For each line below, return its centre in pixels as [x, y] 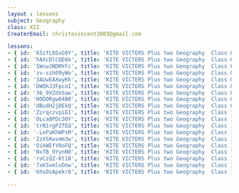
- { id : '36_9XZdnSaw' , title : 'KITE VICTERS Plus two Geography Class [117, 93]
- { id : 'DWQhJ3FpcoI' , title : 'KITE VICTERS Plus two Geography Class [117, 86]
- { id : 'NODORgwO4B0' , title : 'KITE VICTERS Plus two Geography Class [117, 99]
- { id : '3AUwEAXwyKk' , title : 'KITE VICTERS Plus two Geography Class [117, 79]
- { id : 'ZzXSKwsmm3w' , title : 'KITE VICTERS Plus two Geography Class [117, 139]
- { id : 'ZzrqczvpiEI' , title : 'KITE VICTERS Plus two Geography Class [117, 113]
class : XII [23, 27]
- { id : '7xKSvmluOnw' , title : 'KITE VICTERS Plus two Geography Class [117, 165]
